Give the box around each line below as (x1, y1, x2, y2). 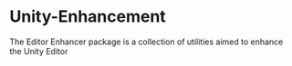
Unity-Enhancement (9, 6, 166, 27)
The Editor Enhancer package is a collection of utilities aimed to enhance (9, 36, 284, 47)
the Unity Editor (9, 45, 68, 56)
